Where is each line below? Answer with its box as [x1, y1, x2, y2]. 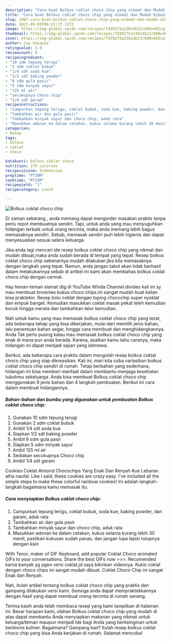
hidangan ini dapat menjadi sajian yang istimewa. [5, 342, 108, 348]
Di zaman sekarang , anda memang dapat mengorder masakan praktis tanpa [5, 215, 166, 221]
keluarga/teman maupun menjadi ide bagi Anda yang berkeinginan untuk [5, 619, 158, 625]
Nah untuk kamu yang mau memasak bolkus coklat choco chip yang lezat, [5, 315, 161, 321]
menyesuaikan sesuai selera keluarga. [5, 237, 85, 243]
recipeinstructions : [5, 102, 49, 107]
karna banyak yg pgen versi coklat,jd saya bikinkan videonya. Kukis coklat [5, 561, 161, 568]
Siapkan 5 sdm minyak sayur [12, 441, 73, 448]
